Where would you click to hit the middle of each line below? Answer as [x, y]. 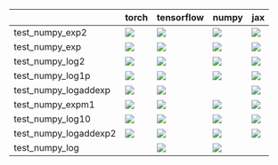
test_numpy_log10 [52, 119]
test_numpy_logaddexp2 [65, 134]
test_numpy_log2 [49, 61]
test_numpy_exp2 [50, 32]
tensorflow [180, 17]
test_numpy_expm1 [54, 104]
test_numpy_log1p [52, 76]
